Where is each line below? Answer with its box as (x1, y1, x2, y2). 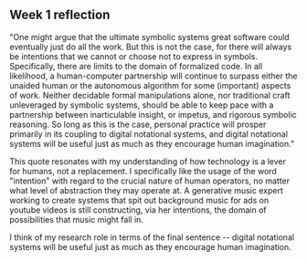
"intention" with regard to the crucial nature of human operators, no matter (9, 175, 291, 186)
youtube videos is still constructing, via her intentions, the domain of (9, 204, 267, 215)
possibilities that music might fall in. (9, 214, 144, 224)
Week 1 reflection (9, 7, 111, 23)
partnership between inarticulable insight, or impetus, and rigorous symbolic (9, 109, 297, 120)
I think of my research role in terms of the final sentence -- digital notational (9, 232, 295, 243)
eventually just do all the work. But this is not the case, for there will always (9, 41, 292, 52)
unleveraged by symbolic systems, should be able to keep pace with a (9, 99, 274, 110)
